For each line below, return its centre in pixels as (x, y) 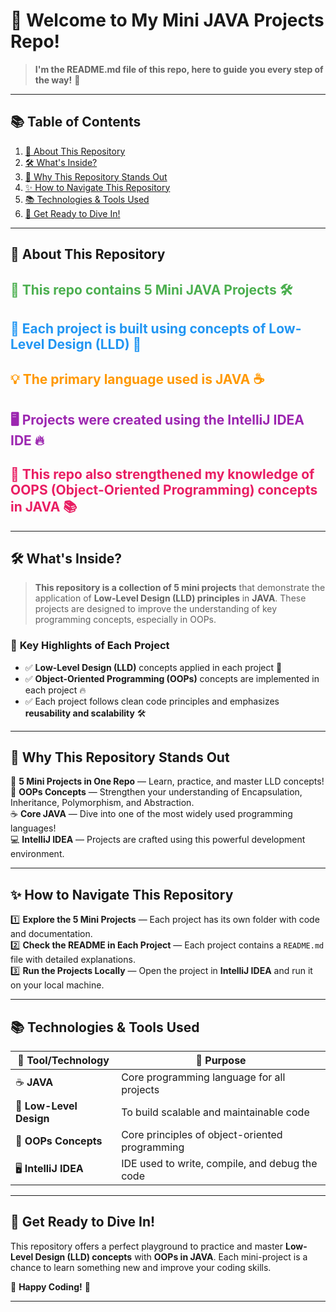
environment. (37, 854)
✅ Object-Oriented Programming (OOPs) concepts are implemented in (172, 678)
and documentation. (51, 934)
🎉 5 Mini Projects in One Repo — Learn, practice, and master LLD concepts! (167, 781)
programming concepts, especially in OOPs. (125, 620)
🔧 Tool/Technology (63, 1061)
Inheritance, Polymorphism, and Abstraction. (102, 803)
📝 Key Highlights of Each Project (90, 646)
